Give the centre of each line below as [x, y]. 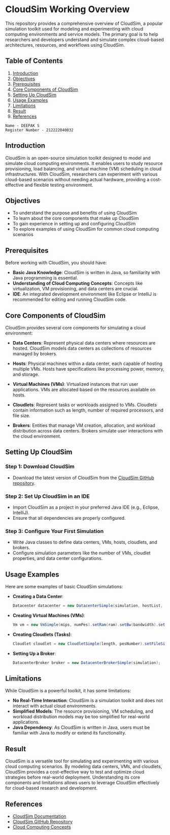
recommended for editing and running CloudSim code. [70, 299]
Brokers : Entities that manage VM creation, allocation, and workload [84, 425]
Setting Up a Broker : [34, 653]
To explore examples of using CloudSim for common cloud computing [86, 229]
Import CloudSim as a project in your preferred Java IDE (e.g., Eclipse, [86, 507]
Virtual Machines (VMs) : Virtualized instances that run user [75, 384]
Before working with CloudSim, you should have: [56, 263]
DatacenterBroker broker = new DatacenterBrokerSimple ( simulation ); [87, 663]
